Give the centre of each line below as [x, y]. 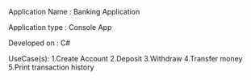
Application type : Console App [60, 27]
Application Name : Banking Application [74, 12]
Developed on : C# [40, 43]
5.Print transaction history [51, 67]
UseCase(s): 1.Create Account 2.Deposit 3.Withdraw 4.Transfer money [125, 59]
